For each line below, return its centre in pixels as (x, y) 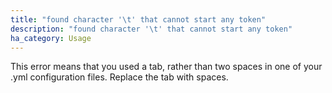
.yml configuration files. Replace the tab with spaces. (119, 77)
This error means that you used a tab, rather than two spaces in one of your (166, 67)
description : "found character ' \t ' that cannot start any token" (151, 29)
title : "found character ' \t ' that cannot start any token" (138, 19)
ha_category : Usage (51, 38)
